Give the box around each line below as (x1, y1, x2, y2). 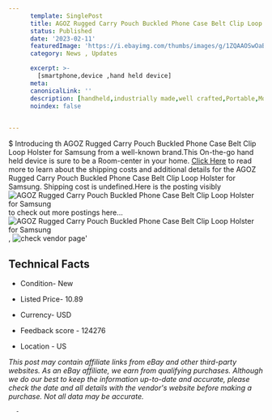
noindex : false (29, 102, 82, 110)
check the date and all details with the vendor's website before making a (8, 383, 253, 392)
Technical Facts (8, 257, 91, 271)
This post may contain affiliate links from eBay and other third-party (8, 357, 237, 366)
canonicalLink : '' (29, 87, 92, 95)
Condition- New (19, 278, 74, 288)
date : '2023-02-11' (29, 34, 96, 43)
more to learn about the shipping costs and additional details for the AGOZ (8, 165, 257, 174)
